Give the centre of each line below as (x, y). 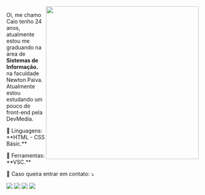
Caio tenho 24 (24, 21)
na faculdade (23, 73)
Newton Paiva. (24, 80)
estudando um (24, 99)
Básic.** (17, 144)
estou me (18, 41)
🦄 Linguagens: (24, 131)
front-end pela (24, 112)
